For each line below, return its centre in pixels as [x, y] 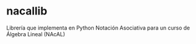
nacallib [27, 11]
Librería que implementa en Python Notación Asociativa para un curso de [98, 28]
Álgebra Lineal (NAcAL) [36, 34]
